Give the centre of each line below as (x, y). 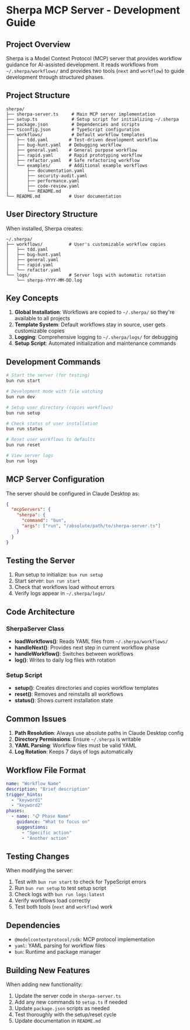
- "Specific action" (46, 833)
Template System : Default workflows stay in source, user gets (90, 325)
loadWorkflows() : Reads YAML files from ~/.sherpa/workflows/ (91, 641)
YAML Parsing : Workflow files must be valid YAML (75, 746)
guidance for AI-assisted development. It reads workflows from (82, 65)
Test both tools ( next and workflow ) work (63, 907)
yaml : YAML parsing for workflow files (60, 946)
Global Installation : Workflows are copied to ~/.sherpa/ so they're (94, 312)
